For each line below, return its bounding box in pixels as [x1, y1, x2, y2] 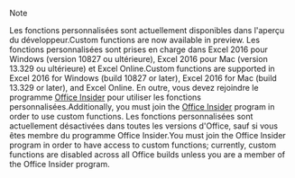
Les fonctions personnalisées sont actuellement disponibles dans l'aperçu [9, 25, 285, 35]
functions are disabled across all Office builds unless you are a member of [9, 149, 286, 160]
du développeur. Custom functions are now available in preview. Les [9, 35, 260, 45]
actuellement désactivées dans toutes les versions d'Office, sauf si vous [9, 120, 278, 131]
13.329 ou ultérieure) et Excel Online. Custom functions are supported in [9, 63, 275, 74]
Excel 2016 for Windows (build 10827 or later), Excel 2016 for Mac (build [9, 73, 277, 84]
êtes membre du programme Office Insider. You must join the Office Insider [9, 130, 286, 140]
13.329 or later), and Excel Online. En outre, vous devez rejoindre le [9, 83, 259, 93]
